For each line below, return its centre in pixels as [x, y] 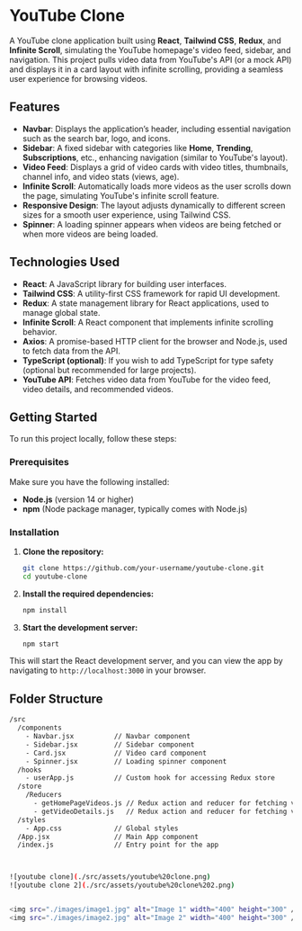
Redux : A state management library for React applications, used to [146, 303]
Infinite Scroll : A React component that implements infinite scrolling [148, 322]
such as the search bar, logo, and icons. [96, 138]
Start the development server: [80, 627]
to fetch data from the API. [71, 351]
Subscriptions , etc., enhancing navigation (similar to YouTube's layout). [155, 157]
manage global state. [61, 312]
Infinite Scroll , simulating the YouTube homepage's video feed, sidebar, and [150, 49]
